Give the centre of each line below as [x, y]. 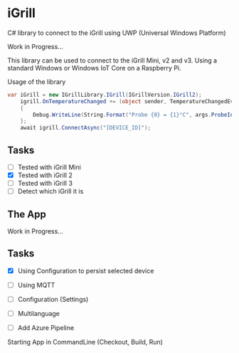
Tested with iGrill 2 [45, 175]
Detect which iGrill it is [51, 191]
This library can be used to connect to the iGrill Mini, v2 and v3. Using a [112, 60]
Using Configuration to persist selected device [86, 270]
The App [27, 214]
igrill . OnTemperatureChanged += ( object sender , [94, 101]
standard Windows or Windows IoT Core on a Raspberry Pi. [94, 68]
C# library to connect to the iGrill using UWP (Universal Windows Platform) [117, 33]
